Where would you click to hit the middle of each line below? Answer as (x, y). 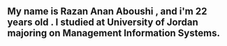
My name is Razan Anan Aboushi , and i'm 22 (107, 11)
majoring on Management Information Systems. (113, 33)
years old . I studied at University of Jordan (103, 23)
